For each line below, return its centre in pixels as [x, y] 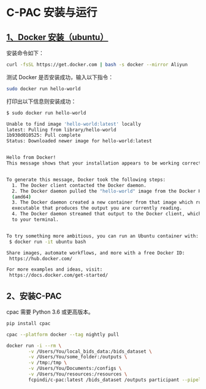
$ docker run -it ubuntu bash [48, 242]
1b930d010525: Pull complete [44, 136]
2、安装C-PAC [34, 296]
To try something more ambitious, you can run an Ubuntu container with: [103, 236]
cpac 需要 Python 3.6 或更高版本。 [50, 312]
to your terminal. [36, 220]
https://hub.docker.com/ [40, 258]
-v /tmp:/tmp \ [48, 363]
